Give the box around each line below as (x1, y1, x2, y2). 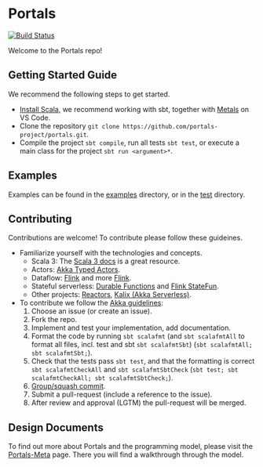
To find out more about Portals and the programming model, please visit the (8, 442, 254, 451)
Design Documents (8, 421, 104, 434)
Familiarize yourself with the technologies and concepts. (19, 248, 203, 258)
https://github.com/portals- (122, 122, 218, 130)
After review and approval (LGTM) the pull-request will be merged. (31, 398, 247, 407)
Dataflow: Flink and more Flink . (31, 273, 132, 283)
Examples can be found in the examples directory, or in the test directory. (8, 190, 246, 199)
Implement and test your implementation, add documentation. (31, 323, 232, 333)
